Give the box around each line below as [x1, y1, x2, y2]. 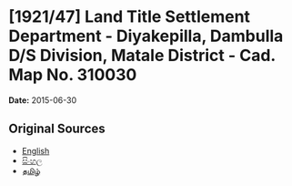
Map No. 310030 [8, 65, 137, 86]
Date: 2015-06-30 [8, 94, 77, 106]
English [21, 145, 50, 156]
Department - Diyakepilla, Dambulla [8, 26, 284, 46]
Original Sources [8, 121, 106, 137]
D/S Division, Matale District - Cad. [8, 46, 277, 66]
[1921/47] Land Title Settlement [8, 6, 251, 27]
